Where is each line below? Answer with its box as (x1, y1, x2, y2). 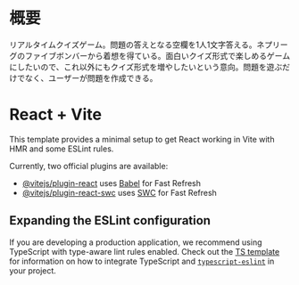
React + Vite (9, 104, 103, 125)
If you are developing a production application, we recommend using (9, 237, 262, 248)
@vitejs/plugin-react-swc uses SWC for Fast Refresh (21, 187, 217, 198)
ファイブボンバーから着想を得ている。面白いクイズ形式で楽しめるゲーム (24, 50, 291, 61)
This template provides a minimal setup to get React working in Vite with (9, 134, 275, 144)
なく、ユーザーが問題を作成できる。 (24, 72, 158, 83)
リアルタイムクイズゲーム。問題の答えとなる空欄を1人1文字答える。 (9, 39, 257, 50)
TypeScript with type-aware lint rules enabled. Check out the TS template (9, 246, 280, 256)
